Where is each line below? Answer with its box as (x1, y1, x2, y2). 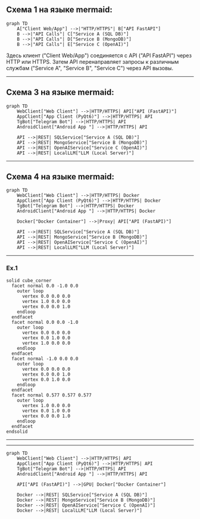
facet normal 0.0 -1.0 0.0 (11, 283, 79, 289)
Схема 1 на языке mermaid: (6, 5, 113, 15)
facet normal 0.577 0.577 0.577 (11, 392, 92, 398)
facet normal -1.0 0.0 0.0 (11, 355, 79, 362)
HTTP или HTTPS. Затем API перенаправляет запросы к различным (6, 58, 179, 65)
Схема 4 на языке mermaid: (6, 172, 115, 182)
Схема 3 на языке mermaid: (6, 87, 114, 98)
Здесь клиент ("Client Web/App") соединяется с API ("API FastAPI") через (6, 52, 192, 59)
